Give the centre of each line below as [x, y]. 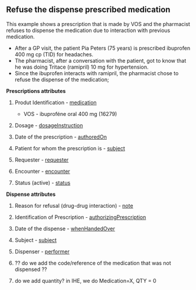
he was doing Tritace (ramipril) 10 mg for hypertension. [81, 67]
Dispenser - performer [42, 252]
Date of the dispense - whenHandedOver [65, 228]
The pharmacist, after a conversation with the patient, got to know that [100, 60]
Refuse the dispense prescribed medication [88, 10]
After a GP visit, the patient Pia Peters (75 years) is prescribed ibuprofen [102, 48]
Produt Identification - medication [55, 102]
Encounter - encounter [42, 171]
